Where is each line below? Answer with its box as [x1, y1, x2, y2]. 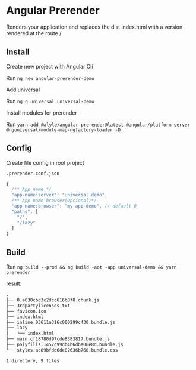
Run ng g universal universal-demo [6, 97, 95, 104]
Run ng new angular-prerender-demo [6, 74, 95, 81]
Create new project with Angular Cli [6, 63, 93, 70]
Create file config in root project [6, 159, 84, 166]
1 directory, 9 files [6, 357, 60, 364]
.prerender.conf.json [6, 171, 60, 177]
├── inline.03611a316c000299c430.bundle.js [6, 319, 116, 325]
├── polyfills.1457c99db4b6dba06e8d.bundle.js [6, 341, 124, 347]
